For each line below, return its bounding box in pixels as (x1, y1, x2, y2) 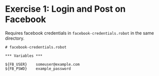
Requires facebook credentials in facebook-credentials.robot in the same (5, 30, 154, 36)
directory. (5, 35, 24, 41)
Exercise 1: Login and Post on (5, 3, 126, 15)
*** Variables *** (5, 53, 43, 58)
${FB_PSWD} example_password (5, 66, 71, 71)
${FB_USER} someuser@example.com (5, 62, 80, 67)
